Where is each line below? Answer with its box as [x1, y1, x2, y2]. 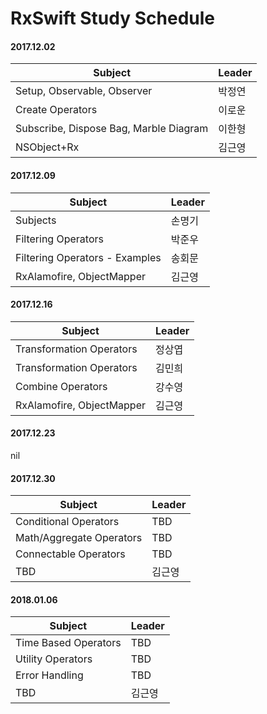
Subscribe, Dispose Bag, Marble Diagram [15, 122, 209, 136]
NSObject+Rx [15, 140, 80, 154]
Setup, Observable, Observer [15, 84, 153, 98]
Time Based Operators [15, 636, 122, 650]
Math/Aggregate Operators [15, 531, 143, 545]
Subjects [15, 213, 57, 227]
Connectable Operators [15, 547, 126, 561]
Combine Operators [15, 379, 108, 393]
